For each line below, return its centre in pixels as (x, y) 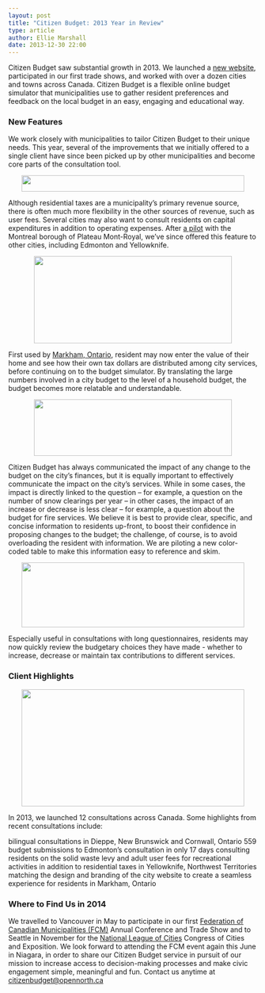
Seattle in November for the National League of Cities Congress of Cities (127, 938)
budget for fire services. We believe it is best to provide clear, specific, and (131, 518)
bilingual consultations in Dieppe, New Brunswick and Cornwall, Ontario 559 (132, 841)
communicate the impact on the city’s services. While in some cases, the (127, 484)
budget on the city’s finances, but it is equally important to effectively (121, 476)
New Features (36, 122)
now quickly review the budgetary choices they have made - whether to (125, 647)
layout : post (30, 15)
